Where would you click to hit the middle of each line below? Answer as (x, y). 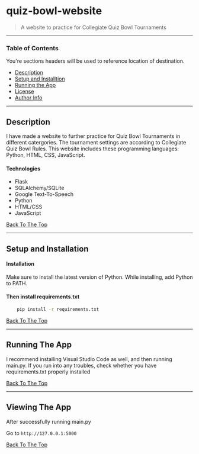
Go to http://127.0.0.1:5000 (41, 433)
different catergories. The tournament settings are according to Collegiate (96, 143)
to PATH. (17, 283)
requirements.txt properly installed (48, 372)
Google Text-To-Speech (44, 194)
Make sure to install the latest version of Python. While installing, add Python (99, 277)
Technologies (23, 168)
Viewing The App (39, 408)
